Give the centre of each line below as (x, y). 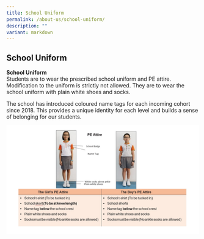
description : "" (27, 26)
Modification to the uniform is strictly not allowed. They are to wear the (96, 86)
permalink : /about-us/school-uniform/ (56, 19)
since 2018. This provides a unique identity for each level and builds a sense (102, 111)
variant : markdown (30, 32)
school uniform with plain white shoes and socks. (68, 92)
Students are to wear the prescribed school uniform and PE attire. (89, 79)
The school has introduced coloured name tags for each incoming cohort (98, 104)
